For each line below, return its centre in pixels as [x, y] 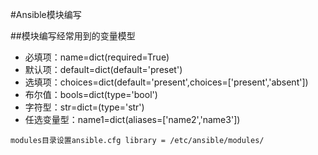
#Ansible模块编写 [46, 14]
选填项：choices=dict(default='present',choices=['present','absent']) [166, 82]
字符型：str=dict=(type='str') [84, 107]
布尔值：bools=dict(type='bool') [91, 94]
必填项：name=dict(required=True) [97, 57]
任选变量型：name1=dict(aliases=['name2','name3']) [132, 119]
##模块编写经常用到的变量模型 [73, 36]
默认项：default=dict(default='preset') [103, 69]
